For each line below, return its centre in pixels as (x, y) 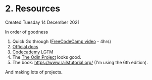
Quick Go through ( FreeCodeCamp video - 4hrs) (62, 41)
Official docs (25, 46)
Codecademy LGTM (33, 52)
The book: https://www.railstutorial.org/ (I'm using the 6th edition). (80, 62)
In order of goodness (27, 32)
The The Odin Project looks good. (47, 57)
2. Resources (33, 9)
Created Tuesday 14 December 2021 (42, 22)
